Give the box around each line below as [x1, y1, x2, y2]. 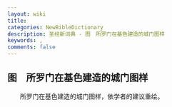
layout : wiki [7, 10, 46, 18]
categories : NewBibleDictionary [7, 24, 103, 31]
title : [7, 17, 27, 24]
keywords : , [7, 37, 43, 44]
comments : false [7, 44, 56, 51]
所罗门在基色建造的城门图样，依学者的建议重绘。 [19, 92, 164, 101]
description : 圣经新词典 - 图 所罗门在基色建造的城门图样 [7, 30, 166, 38]
